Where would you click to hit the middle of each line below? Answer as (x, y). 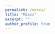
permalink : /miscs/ (25, 10)
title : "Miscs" (21, 14)
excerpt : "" (17, 19)
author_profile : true (28, 24)
